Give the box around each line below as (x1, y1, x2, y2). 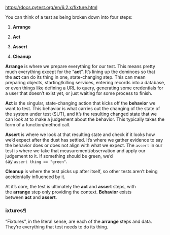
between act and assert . (5, 194, 57, 200)
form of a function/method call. (5, 122, 71, 127)
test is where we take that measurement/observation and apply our (5, 148, 146, 154)
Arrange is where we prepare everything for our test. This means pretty (5, 63, 156, 69)
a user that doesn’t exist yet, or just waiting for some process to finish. (5, 90, 152, 96)
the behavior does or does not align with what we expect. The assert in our (5, 142, 163, 148)
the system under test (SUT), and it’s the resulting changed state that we (5, 111, 157, 117)
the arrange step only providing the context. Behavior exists (5, 189, 132, 195)
